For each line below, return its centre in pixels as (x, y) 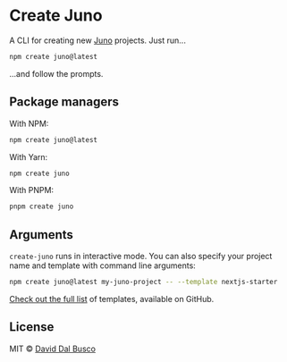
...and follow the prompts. (56, 73)
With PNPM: (32, 190)
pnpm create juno (42, 206)
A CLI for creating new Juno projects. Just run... (97, 40)
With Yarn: (29, 156)
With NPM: (29, 123)
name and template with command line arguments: (103, 265)
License (32, 327)
